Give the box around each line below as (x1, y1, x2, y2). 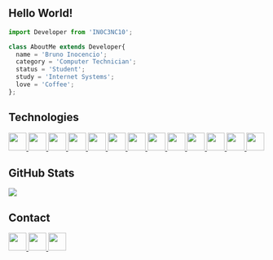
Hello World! (8, 6, 73, 20)
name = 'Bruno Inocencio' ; (15, 50, 108, 58)
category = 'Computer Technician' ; (15, 58, 137, 66)
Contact (8, 210, 51, 224)
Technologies (8, 110, 80, 124)
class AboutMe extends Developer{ (8, 42, 126, 51)
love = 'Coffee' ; (15, 80, 75, 89)
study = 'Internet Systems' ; (15, 73, 115, 81)
